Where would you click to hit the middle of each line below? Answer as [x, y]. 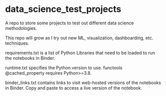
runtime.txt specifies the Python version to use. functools [64, 68]
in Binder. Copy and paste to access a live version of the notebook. [74, 88]
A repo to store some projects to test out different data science [70, 23]
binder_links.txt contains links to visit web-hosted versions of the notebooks [83, 83]
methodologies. [21, 28]
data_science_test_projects [63, 9]
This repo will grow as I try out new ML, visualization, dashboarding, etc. [79, 38]
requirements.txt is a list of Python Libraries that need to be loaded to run [80, 53]
